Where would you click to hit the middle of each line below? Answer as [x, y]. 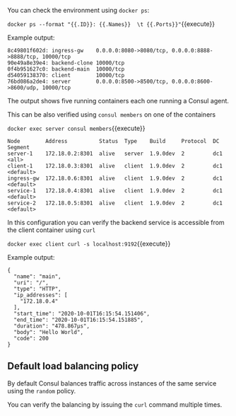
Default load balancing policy [73, 366]
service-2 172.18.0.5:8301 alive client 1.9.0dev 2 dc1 [115, 203]
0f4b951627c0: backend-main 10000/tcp [66, 69]
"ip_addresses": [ [41, 295]
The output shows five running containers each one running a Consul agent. [118, 101]
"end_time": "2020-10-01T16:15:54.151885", [78, 320]
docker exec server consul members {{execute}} [77, 128]
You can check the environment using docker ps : [78, 10]
